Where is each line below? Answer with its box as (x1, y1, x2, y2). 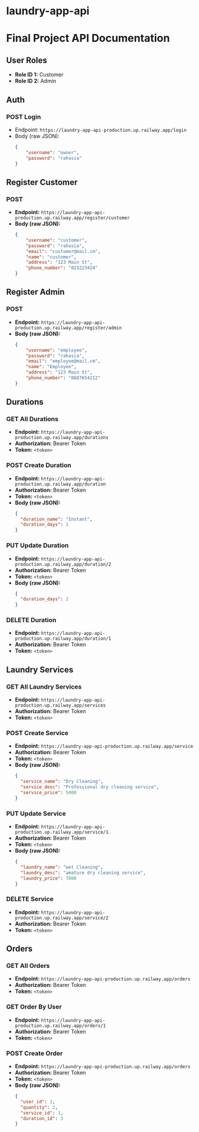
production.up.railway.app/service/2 (14, 915, 109, 921)
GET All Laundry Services (6, 682, 82, 690)
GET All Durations (6, 415, 58, 423)
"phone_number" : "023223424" (26, 265, 98, 271)
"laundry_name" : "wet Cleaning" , (20, 864, 104, 870)
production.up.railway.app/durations (14, 434, 109, 441)
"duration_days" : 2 (20, 596, 69, 602)
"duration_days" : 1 (20, 522, 69, 528)
